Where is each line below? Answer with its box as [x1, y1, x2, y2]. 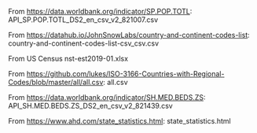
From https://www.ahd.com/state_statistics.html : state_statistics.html [8, 116, 231, 125]
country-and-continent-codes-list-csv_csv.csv [8, 39, 160, 48]
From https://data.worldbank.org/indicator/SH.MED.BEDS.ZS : [8, 93, 206, 102]
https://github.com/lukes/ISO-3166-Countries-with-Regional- [26, 69, 225, 78]
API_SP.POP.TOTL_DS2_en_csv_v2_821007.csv [8, 15, 159, 24]
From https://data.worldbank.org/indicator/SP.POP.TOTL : [8, 7, 193, 16]
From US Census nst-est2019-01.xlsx [8, 54, 128, 63]
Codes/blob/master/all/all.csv [8, 78, 104, 87]
